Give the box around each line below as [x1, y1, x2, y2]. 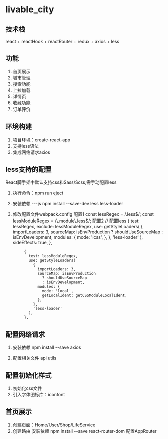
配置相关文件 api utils [12, 355, 57, 361]
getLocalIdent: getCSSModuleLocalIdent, [42, 293, 127, 298]
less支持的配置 [5, 165, 52, 174]
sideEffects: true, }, [12, 240, 53, 246]
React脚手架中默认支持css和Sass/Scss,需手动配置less [5, 179, 117, 185]
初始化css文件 [12, 385, 42, 391]
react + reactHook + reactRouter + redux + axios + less [5, 39, 119, 44]
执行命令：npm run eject [12, 190, 64, 196]
